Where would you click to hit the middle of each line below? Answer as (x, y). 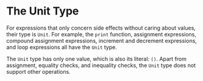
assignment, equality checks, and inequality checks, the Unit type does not (101, 65)
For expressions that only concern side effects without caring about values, (101, 28)
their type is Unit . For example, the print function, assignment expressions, (101, 34)
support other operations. (39, 71)
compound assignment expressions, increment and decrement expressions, (101, 40)
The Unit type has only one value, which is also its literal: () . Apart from (97, 59)
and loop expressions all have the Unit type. (62, 47)
